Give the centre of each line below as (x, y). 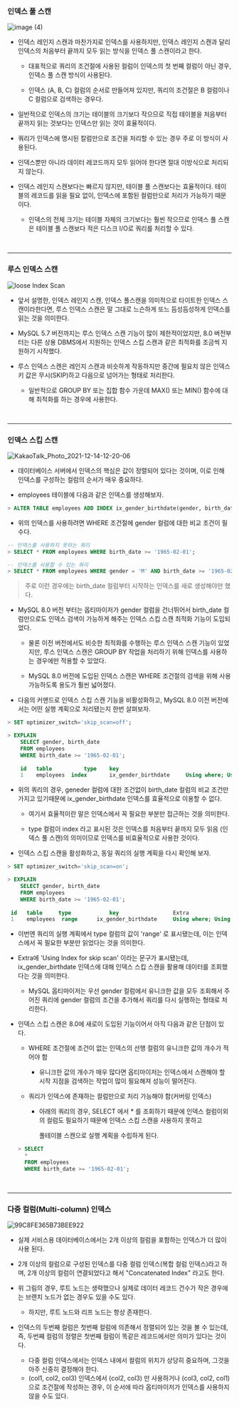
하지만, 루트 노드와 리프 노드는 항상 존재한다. (90, 1312)
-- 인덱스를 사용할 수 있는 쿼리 (48, 565)
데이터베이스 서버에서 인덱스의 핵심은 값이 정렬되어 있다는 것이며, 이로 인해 (121, 470)
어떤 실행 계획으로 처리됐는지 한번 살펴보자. (91, 709)
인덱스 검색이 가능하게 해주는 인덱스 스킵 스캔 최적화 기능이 (130, 619)
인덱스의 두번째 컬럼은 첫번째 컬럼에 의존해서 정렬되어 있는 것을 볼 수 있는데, (123, 1327)
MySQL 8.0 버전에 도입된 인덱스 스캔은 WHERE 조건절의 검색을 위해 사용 (129, 676)
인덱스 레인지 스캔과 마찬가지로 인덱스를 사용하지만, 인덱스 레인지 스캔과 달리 (124, 42)
